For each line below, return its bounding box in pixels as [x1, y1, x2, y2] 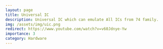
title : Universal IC [5, 12, 50, 17]
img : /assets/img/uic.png [5, 21, 60, 27]
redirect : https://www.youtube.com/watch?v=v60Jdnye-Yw [5, 27, 127, 32]
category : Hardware [5, 36, 47, 41]
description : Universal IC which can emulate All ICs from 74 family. [5, 17, 159, 22]
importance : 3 [5, 31, 36, 36]
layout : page [5, 7, 33, 13]
